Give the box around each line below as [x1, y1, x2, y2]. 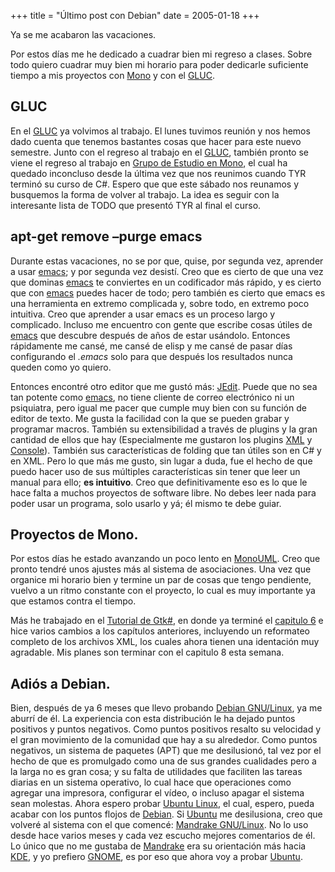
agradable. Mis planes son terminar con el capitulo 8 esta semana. [10, 646, 285, 659]
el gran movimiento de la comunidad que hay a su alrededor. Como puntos [10, 734, 318, 746]
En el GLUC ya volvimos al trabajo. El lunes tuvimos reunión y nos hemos [10, 125, 311, 137]
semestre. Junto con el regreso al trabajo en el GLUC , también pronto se [10, 146, 309, 158]
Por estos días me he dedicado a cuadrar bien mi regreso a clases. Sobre [10, 48, 313, 60]
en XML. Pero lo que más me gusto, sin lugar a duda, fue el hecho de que [10, 455, 313, 467]
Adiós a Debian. [10, 675, 111, 692]
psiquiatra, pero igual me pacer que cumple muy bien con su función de [10, 401, 307, 414]
